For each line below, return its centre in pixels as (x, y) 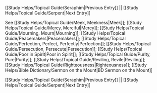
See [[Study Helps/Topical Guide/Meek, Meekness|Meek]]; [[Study (74, 23)
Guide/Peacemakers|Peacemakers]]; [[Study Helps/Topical (66, 38)
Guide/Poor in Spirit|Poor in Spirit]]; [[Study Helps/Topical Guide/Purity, (78, 54)
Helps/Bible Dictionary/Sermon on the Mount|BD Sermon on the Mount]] (79, 70)
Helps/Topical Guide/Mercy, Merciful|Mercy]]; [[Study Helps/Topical (75, 28)
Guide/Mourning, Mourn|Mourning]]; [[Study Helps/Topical (65, 33)
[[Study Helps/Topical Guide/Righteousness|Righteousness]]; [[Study (76, 65)
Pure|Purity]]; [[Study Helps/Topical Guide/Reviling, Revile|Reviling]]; (75, 59)
